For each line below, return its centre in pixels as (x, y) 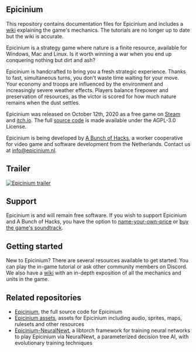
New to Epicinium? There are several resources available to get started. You (97, 260)
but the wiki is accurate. (35, 36)
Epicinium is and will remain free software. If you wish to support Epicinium (97, 215)
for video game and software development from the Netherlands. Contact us (98, 144)
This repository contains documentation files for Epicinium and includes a (94, 23)
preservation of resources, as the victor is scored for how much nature (91, 96)
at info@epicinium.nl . (32, 150)
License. (16, 126)
